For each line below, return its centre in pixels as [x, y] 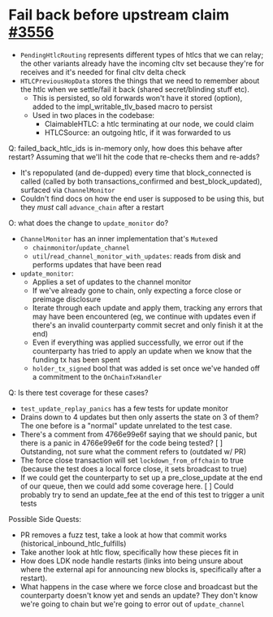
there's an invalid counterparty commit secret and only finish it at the [148, 325]
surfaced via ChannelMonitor [67, 189]
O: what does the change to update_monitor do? [89, 223]
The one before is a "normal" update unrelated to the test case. [126, 425]
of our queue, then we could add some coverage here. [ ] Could [127, 486]
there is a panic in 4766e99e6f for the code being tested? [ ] [121, 443]
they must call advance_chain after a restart [92, 207]
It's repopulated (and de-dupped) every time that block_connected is [136, 172]
